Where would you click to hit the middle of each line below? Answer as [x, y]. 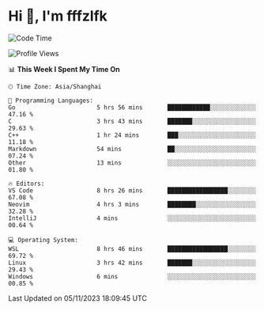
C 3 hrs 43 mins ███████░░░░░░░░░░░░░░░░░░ [132, 121]
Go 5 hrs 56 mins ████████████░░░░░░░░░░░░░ [132, 107]
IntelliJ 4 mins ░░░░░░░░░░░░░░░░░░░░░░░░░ [132, 218]
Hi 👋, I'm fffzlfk [58, 16]
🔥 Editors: [26, 184]
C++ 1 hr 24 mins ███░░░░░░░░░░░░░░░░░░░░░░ [132, 135]
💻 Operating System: [43, 240]
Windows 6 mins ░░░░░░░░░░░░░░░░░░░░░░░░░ [132, 276]
